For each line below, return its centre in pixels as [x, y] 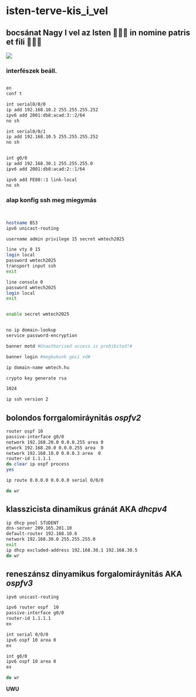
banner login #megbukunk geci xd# [48, 357]
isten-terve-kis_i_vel [57, 11]
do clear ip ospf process [38, 464]
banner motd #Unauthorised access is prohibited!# [69, 346]
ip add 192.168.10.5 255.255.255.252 [52, 137]
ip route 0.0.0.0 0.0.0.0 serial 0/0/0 [55, 480]
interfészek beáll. [32, 71]
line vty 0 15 [23, 250]
